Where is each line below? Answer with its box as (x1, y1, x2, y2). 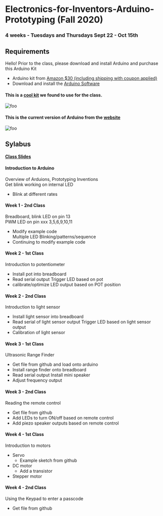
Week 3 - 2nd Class (5, 389, 46, 395)
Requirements (5, 47, 50, 56)
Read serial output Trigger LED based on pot (12, 276, 104, 282)
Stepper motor (12, 473, 42, 479)
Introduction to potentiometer (5, 261, 65, 267)
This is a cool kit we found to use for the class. (5, 92, 103, 98)
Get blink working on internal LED (5, 181, 73, 187)
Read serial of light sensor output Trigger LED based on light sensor (12, 319, 151, 325)
